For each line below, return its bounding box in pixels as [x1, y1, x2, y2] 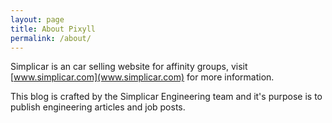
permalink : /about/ [10, 33, 92, 43]
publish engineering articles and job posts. [10, 101, 186, 113]
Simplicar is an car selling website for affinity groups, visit [10, 61, 248, 73]
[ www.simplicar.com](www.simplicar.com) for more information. [10, 71, 275, 83]
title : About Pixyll [10, 24, 97, 34]
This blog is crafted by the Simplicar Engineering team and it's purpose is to [10, 91, 323, 103]
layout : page [10, 14, 65, 25]
